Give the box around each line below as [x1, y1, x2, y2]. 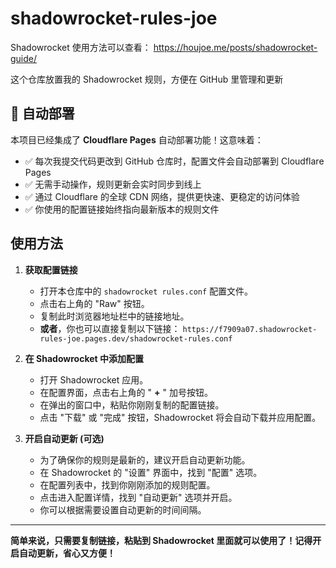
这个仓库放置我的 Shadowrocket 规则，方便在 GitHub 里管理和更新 [10, 73, 284, 85]
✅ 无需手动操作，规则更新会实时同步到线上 [24, 178, 202, 190]
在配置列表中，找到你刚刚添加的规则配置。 [39, 478, 216, 491]
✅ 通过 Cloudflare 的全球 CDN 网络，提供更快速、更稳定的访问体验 [24, 190, 300, 202]
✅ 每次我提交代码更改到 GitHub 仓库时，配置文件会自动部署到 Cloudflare [24, 155, 325, 167]
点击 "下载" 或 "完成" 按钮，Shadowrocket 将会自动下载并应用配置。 [39, 411, 322, 423]
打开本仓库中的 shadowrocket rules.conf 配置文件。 [39, 285, 254, 297]
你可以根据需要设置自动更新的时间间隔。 [39, 503, 207, 516]
